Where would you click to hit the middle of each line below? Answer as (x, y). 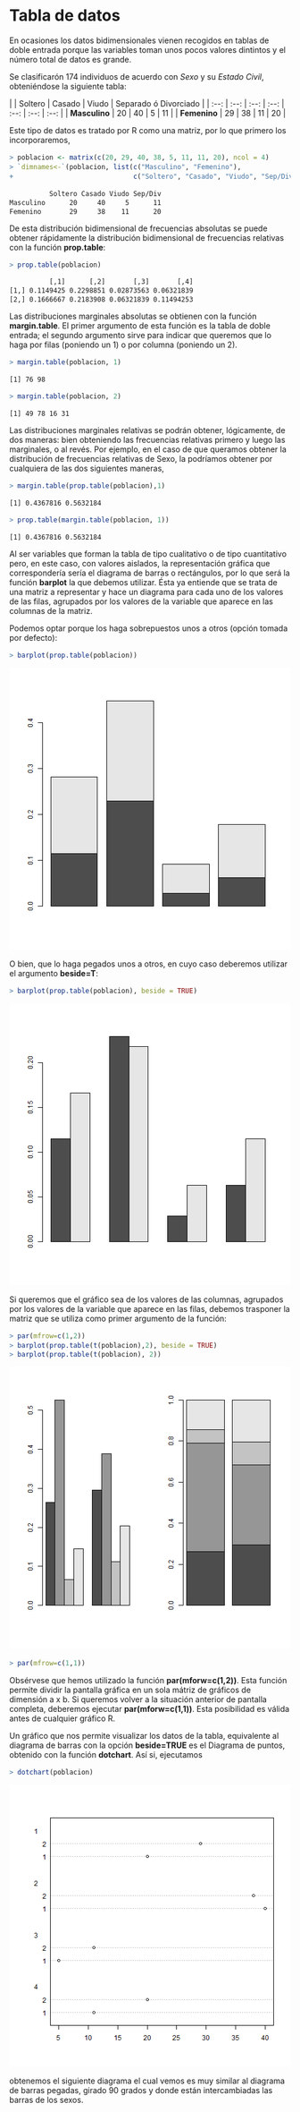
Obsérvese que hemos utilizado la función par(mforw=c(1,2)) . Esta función (148, 1681)
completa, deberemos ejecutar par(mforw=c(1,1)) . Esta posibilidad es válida (150, 1709)
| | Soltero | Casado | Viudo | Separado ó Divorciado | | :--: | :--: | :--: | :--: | (147, 103)
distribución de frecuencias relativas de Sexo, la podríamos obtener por (141, 459)
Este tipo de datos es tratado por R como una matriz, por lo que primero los (148, 130)
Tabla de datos (65, 16)
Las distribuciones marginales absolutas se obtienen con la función (133, 316)
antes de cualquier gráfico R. (62, 1718)
